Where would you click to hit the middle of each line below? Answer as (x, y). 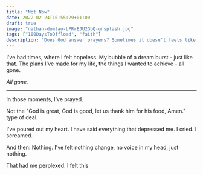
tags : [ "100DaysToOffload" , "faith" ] (54, 35)
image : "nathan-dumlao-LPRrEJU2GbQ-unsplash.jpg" (70, 29)
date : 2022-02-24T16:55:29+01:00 (48, 18)
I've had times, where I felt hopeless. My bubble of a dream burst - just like (100, 57)
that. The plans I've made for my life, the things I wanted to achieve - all (95, 64)
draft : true (21, 23)
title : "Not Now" (28, 12)
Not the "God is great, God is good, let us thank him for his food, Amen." (96, 111)
